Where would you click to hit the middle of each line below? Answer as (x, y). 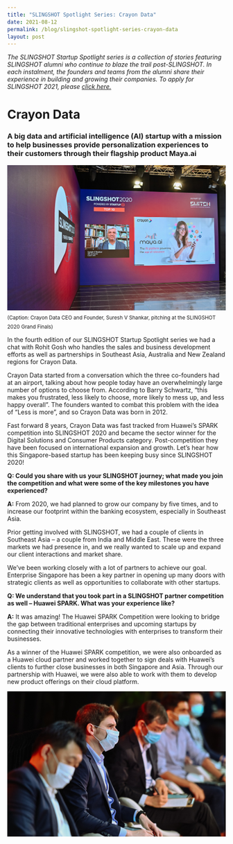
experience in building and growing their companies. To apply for (101, 79)
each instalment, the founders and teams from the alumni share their (106, 72)
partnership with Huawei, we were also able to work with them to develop (112, 674)
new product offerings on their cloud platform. (73, 681)
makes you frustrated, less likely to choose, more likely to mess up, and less (116, 397)
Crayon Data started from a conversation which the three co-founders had (113, 375)
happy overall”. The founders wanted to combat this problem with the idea (113, 404)
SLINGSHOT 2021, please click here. (59, 87)
